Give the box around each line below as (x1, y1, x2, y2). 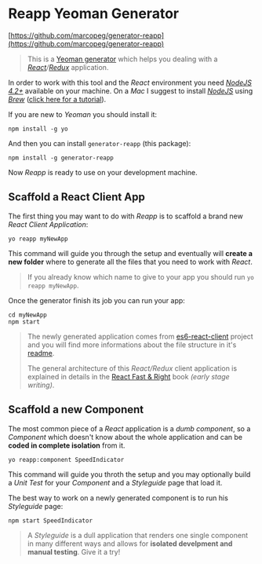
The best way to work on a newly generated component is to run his (8, 493, 229, 503)
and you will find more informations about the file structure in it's (27, 339, 237, 350)
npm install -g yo (8, 125, 68, 133)
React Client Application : (8, 219, 89, 229)
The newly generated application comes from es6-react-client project (27, 331, 253, 341)
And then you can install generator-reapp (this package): (8, 138, 191, 148)
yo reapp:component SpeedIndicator (8, 456, 125, 463)
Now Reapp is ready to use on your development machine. (8, 167, 198, 177)
